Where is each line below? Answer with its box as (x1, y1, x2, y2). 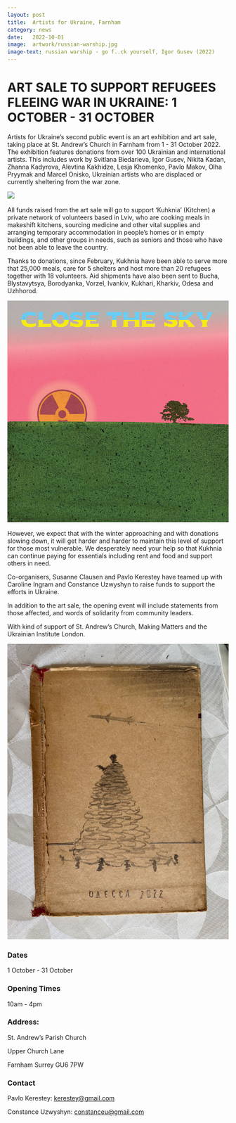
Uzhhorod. (7, 286, 39, 295)
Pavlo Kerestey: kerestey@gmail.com (7, 1094, 115, 1103)
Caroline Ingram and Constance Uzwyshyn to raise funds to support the (7, 580, 216, 589)
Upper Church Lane (7, 1046, 65, 1055)
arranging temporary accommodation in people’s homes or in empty (7, 228, 204, 236)
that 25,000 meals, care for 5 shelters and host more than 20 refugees (7, 264, 211, 272)
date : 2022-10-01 (7, 34, 65, 41)
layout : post (7, 11, 46, 18)
